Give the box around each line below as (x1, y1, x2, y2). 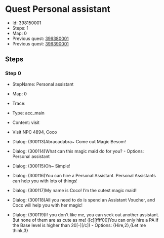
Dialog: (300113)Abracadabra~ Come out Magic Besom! (12, 138, 126, 144)
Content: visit (12, 119, 40, 125)
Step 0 (5, 70, 21, 77)
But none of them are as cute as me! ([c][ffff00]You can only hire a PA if (12, 217, 159, 223)
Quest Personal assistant (5, 3, 111, 15)
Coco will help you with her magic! (12, 202, 83, 208)
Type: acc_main (12, 110, 45, 116)
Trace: (12, 100, 26, 106)
